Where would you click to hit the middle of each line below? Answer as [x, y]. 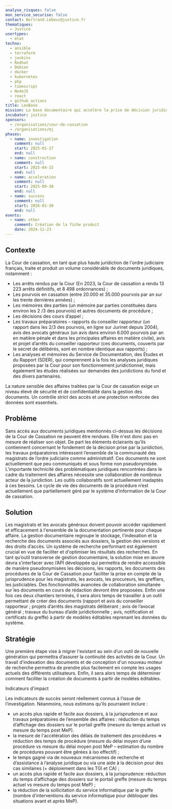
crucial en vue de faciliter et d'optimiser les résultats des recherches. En [81, 552]
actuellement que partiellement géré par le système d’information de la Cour [86, 491]
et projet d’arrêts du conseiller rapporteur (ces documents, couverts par [89, 343]
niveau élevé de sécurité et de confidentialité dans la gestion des [74, 391]
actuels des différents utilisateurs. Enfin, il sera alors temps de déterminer [83, 673]
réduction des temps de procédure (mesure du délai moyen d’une [82, 741]
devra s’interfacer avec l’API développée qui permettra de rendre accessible [85, 563]
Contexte [20, 250]
